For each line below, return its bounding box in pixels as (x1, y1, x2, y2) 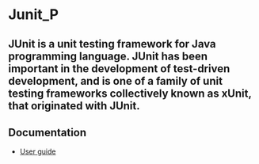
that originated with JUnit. (8, 99, 140, 113)
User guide (19, 147, 56, 156)
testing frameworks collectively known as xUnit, (8, 86, 252, 100)
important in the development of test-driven (8, 62, 230, 75)
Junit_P (8, 6, 59, 24)
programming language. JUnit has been (8, 49, 208, 63)
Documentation (8, 125, 87, 139)
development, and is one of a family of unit (8, 74, 223, 88)
